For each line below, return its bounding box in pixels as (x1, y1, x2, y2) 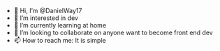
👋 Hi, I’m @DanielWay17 (13, 7, 82, 14)
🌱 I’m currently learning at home (13, 21, 107, 29)
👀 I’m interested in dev (13, 14, 79, 22)
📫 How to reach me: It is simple (13, 37, 106, 44)
